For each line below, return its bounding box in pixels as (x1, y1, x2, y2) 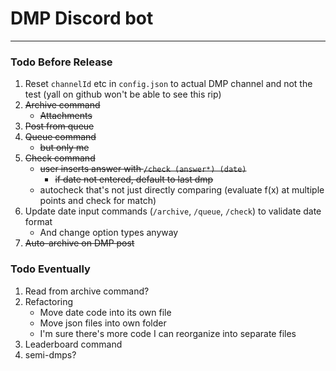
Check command (24, 152, 96, 164)
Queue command (24, 131, 97, 143)
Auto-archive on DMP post (24, 237, 135, 249)
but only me (39, 142, 90, 154)
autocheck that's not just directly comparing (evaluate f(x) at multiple (39, 184, 325, 196)
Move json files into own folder (39, 317, 167, 329)
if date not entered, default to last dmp (54, 173, 214, 186)
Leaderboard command (24, 338, 123, 350)
